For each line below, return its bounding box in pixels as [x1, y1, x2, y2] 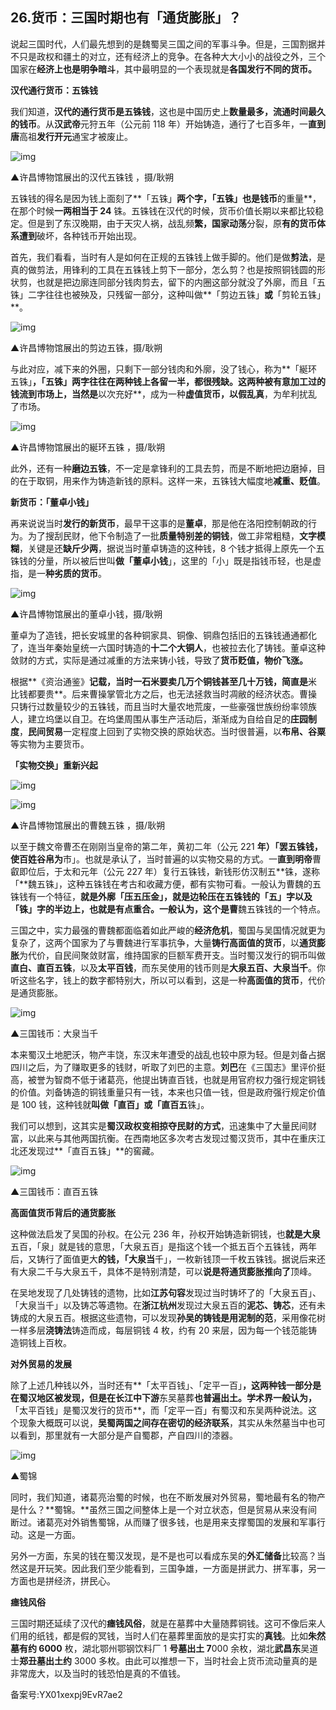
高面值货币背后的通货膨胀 [10, 1206, 116, 1218]
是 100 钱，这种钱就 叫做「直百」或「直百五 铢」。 [10, 1098, 210, 1110]
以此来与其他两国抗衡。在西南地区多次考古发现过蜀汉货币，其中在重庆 [27, 1132, 317, 1144]
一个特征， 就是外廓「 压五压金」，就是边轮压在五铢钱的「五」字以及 [36, 890, 313, 902]
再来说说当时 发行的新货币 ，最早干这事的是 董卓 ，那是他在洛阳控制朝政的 [10, 517, 308, 529]
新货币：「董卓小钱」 [10, 496, 94, 508]
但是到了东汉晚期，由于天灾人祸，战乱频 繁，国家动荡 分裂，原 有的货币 [27, 217, 317, 229]
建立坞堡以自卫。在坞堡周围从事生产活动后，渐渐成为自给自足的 [27, 713, 291, 725]
